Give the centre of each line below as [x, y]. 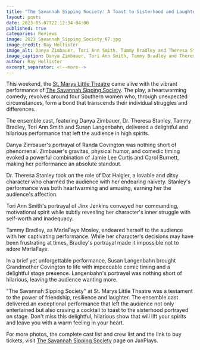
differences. [21, 109]
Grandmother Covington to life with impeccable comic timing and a [88, 267]
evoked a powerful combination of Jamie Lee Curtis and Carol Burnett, [93, 158]
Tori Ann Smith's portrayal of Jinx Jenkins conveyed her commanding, [92, 206]
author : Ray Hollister [34, 61]
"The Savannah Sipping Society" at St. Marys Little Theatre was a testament [100, 291]
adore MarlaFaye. [28, 249]
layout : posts [24, 17]
